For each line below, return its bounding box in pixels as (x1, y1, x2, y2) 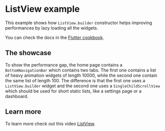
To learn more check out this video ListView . (5, 121, 96, 127)
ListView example (5, 3, 80, 15)
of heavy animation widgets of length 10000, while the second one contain (5, 72, 158, 78)
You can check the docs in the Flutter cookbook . (5, 34, 104, 40)
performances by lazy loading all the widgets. (5, 25, 98, 31)
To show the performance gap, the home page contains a (5, 62, 123, 67)
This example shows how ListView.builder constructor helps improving (5, 20, 153, 26)
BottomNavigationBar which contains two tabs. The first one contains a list (5, 67, 156, 73)
